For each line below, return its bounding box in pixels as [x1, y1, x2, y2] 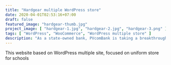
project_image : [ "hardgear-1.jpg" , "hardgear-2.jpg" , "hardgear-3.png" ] [5, 26, 167, 31]
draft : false [5, 17, 33, 22]
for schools [5, 55, 29, 61]
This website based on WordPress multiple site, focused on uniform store [5, 49, 159, 56]
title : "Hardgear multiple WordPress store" [5, 7, 101, 13]
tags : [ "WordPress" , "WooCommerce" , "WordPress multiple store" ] [5, 31, 152, 36]
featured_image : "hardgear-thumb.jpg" [5, 21, 88, 27]
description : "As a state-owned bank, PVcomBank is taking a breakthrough [5, 36, 167, 41]
